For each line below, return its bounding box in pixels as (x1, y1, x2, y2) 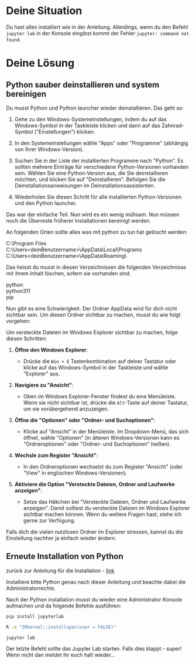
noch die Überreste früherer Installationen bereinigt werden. (6, 217, 151, 224)
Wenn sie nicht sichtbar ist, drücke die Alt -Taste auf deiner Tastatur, (23, 399, 188, 406)
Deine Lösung (6, 57, 75, 70)
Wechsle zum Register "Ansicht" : (14, 452, 98, 459)
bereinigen (6, 89, 47, 99)
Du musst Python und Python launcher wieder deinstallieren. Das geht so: (6, 104, 184, 111)
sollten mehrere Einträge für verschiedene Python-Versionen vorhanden (14, 163, 189, 170)
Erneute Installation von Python (6, 552, 124, 562)
